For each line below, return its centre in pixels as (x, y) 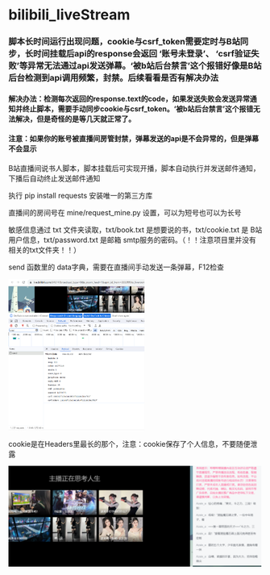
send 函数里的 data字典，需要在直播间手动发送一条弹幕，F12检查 (116, 267)
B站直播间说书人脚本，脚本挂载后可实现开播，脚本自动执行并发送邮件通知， (134, 168)
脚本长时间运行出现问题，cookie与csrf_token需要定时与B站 (124, 42)
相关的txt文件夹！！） (45, 250)
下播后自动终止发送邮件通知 (54, 178)
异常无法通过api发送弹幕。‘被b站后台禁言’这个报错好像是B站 (144, 66)
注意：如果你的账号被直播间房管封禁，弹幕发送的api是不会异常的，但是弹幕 (134, 139)
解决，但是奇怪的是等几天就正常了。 (75, 119)
